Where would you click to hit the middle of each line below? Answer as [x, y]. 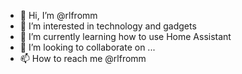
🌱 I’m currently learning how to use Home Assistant [125, 36]
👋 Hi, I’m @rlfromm [58, 15]
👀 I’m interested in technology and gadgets [108, 26]
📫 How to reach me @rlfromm [83, 58]
